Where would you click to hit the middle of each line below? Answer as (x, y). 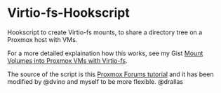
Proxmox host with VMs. (42, 39)
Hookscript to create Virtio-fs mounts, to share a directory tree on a (105, 32)
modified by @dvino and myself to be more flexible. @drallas (95, 81)
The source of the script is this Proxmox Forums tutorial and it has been (110, 74)
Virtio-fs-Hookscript (68, 13)
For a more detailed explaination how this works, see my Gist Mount (105, 53)
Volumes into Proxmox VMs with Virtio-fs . (67, 60)
